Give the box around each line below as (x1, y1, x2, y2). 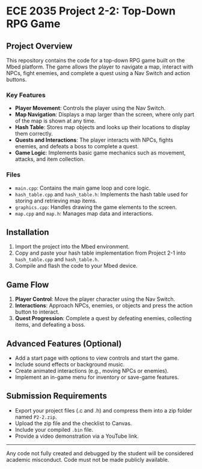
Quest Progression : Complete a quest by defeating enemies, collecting (14, 315, 192, 322)
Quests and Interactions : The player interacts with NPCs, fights (14, 136, 173, 144)
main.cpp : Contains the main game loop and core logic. (14, 184, 151, 192)
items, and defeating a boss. (14, 321, 86, 328)
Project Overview (6, 41, 73, 51)
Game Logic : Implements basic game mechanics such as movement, (14, 149, 186, 157)
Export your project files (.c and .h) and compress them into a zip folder (14, 407, 192, 414)
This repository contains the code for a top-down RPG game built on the (6, 57, 185, 64)
